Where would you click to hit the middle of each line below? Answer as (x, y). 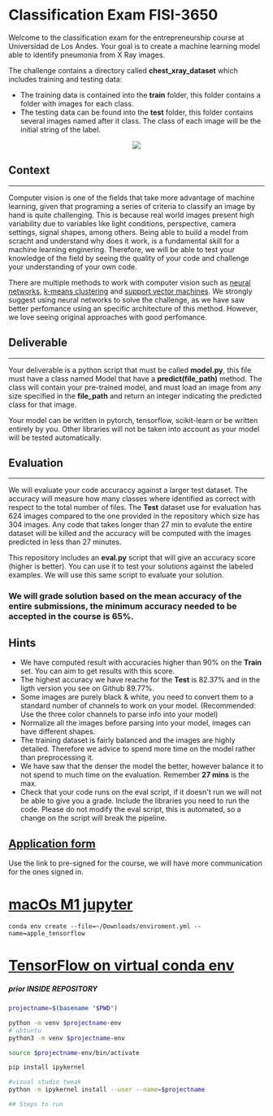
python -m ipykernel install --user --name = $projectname (107, 1090)
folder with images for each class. (77, 103)
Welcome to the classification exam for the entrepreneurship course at (126, 37)
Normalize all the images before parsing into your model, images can (135, 723)
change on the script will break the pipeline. (93, 818)
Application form (52, 844)
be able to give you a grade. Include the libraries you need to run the (135, 801)
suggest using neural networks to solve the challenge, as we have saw (127, 299)
